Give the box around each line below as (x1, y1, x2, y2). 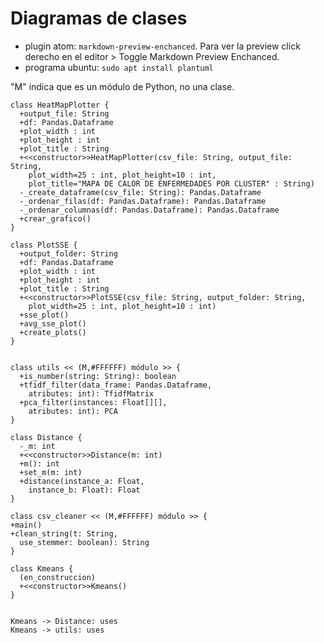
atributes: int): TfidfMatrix (28, 388, 155, 399)
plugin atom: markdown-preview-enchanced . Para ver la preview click (24, 40, 301, 52)
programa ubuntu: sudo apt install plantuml (24, 61, 214, 73)
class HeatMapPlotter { (10, 100, 110, 110)
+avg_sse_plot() (19, 318, 87, 329)
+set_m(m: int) (19, 467, 83, 477)
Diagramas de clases (10, 7, 188, 30)
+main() (10, 520, 43, 530)
